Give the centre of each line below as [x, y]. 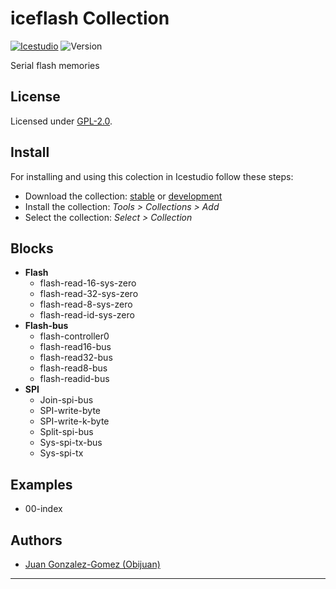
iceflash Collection [90, 18]
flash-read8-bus [73, 368]
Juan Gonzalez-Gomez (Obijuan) [92, 564]
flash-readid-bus [74, 379]
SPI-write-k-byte [74, 421]
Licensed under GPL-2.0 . [61, 121]
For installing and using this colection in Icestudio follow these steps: [152, 176]
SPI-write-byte [70, 411]
